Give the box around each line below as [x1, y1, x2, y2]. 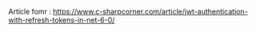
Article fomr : [8, 7, 52, 16]
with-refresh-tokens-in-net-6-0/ [8, 15, 115, 25]
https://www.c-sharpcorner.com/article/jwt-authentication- [53, 7, 248, 16]
